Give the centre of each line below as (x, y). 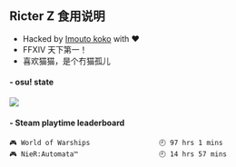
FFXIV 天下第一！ (55, 49)
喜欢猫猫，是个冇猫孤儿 (66, 61)
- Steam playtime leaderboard (67, 123)
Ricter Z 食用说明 (58, 16)
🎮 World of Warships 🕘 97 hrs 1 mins (116, 143)
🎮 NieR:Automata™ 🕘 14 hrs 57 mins (118, 154)
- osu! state (32, 82)
